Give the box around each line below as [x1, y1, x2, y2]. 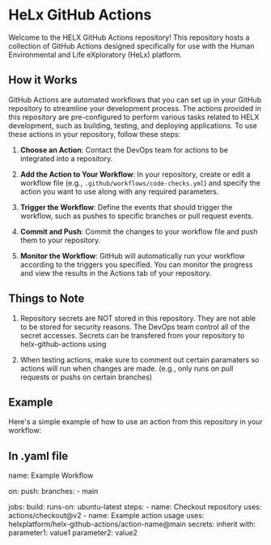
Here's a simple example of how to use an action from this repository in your [8, 417, 263, 427]
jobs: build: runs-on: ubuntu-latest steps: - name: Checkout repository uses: [8, 502, 262, 512]
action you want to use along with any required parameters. [19, 187, 219, 196]
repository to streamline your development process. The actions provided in [8, 103, 261, 113]
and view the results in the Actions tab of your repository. [19, 268, 212, 277]
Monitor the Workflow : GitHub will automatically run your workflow [19, 251, 245, 260]
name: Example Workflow [8, 470, 94, 480]
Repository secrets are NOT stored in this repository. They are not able [19, 313, 256, 323]
